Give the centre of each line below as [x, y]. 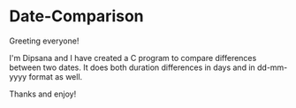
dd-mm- [272, 67]
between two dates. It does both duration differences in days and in [133, 67]
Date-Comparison [76, 16]
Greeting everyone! [44, 41]
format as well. [56, 76]
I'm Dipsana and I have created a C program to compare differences [133, 58]
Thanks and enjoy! [43, 94]
